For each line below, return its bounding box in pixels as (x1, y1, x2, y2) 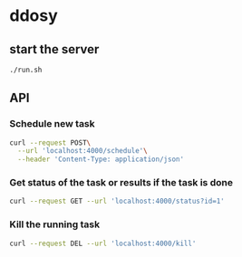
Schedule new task (9, 118, 95, 130)
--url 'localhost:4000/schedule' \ (17, 147, 148, 156)
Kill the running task (9, 218, 101, 231)
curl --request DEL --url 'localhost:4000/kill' (9, 239, 197, 248)
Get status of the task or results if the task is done (9, 176, 234, 189)
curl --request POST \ (9, 138, 92, 148)
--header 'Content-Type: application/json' (17, 155, 184, 164)
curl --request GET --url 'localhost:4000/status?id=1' (9, 196, 225, 206)
